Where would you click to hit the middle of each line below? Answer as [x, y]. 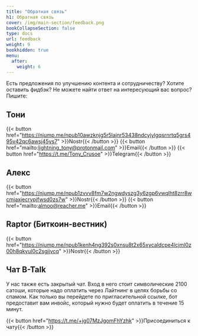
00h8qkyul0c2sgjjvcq [33, 251]
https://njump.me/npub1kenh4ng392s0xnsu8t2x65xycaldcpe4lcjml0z [107, 245]
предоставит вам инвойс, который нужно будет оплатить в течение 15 [95, 303]
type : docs [20, 34]
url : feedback [24, 39]
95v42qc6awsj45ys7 [32, 141]
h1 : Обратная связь [30, 17]
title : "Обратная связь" [37, 12]
